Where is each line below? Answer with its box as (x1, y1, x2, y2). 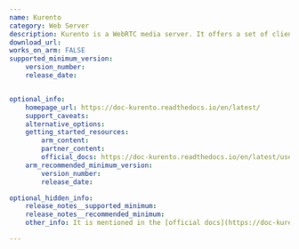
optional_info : (9, 94, 66, 103)
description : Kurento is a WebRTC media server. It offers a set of (9, 29, 269, 38)
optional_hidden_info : (9, 193, 93, 203)
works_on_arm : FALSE (9, 46, 86, 55)
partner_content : (41, 144, 105, 154)
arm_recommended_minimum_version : (25, 161, 153, 170)
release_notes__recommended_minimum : (25, 210, 166, 219)
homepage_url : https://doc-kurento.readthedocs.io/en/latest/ (25, 103, 261, 112)
